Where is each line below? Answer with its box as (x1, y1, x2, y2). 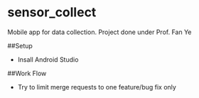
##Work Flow (7, 69, 47, 77)
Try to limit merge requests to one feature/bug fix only (17, 82, 176, 91)
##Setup (7, 41, 33, 50)
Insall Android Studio (17, 55, 79, 64)
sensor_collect (7, 4, 97, 21)
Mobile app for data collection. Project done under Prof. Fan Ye (7, 28, 192, 36)
